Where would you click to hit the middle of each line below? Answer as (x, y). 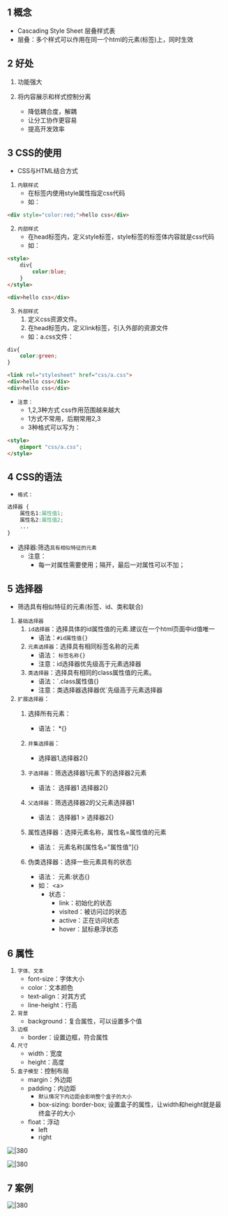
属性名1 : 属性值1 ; (42, 514)
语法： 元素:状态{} (64, 877)
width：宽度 (45, 1053)
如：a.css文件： (51, 336)
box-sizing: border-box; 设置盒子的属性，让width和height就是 (127, 1104)
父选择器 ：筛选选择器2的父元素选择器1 (81, 803)
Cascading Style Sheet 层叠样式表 (66, 31)
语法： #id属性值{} (63, 638)
